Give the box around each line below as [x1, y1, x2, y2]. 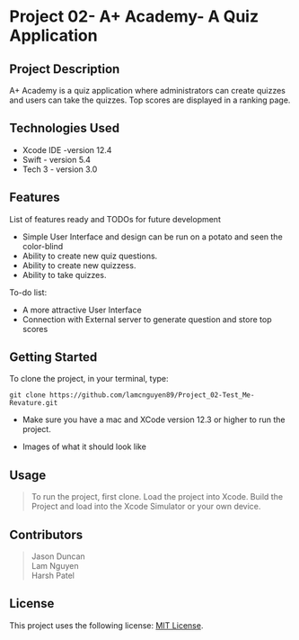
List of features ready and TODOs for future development [9, 213, 222, 224]
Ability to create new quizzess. [22, 259, 136, 271]
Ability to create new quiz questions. [22, 250, 158, 261]
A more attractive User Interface [22, 304, 142, 315]
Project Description [9, 61, 120, 77]
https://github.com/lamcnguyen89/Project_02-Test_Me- [48, 391, 255, 400]
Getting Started [9, 349, 98, 365]
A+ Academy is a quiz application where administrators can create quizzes [9, 86, 286, 95]
